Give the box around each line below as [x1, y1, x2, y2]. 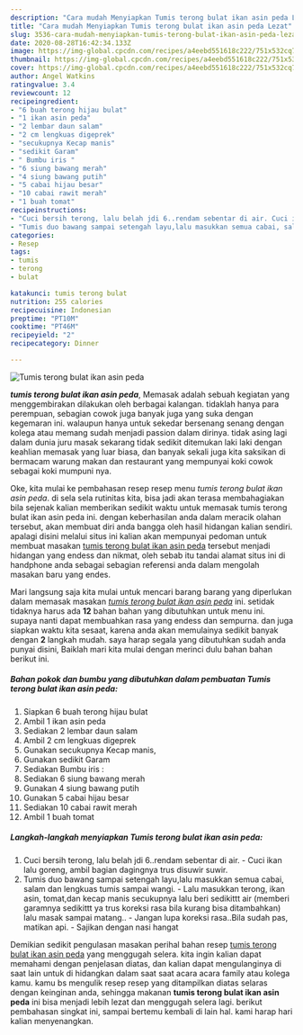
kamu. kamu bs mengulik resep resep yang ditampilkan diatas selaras [10, 977, 268, 988]
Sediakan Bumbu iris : [22, 763, 104, 774]
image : [10, 47, 35, 56]
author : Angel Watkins [10, 72, 95, 81]
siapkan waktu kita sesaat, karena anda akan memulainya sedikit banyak [10, 625, 279, 635]
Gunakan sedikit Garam [22, 753, 111, 765]
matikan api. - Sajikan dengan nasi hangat [22, 922, 179, 932]
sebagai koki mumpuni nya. [10, 465, 111, 476]
